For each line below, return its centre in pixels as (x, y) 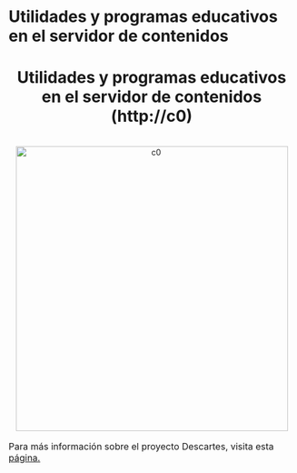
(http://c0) (152, 116)
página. (25, 458)
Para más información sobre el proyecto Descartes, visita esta (141, 447)
